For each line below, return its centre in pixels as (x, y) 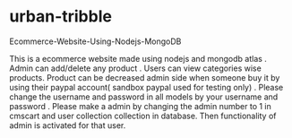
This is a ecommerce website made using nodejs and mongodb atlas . (138, 58)
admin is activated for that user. (68, 125)
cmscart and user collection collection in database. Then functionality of (143, 116)
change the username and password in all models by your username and (144, 97)
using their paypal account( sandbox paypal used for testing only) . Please (146, 87)
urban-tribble (60, 17)
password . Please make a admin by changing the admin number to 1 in (140, 106)
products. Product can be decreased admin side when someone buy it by (145, 77)
